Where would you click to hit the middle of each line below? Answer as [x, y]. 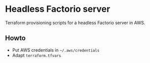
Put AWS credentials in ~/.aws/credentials [56, 50]
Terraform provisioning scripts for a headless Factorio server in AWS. [75, 23]
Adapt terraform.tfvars [37, 55]
